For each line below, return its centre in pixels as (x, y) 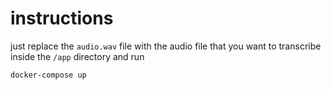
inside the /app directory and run (77, 56)
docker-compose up (48, 75)
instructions (62, 18)
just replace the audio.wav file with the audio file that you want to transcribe (166, 46)
